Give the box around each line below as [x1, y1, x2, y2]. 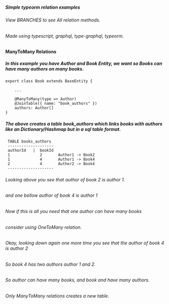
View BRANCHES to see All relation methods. [5, 17, 101, 23]
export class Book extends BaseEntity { [5, 79, 93, 84]
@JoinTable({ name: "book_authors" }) [14, 101, 97, 106]
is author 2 [5, 245, 28, 251]
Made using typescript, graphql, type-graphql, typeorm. [5, 33, 124, 39]
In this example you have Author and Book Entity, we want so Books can [5, 60, 162, 66]
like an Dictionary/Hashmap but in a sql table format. [5, 126, 121, 132]
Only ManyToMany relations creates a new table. [5, 293, 110, 299]
